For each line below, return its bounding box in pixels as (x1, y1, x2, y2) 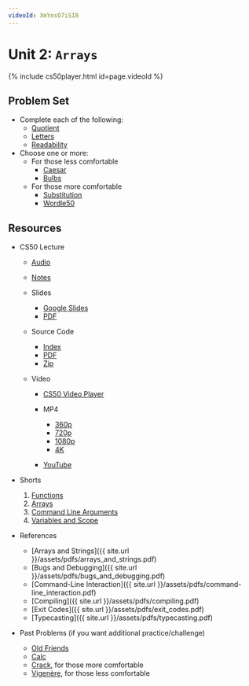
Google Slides (42, 304, 89, 313)
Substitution (42, 190, 82, 200)
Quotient (31, 124, 60, 133)
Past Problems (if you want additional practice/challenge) (19, 629, 206, 638)
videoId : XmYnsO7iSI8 (8, 11, 79, 20)
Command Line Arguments (31, 507, 119, 517)
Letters (31, 131, 55, 142)
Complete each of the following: (19, 115, 124, 124)
